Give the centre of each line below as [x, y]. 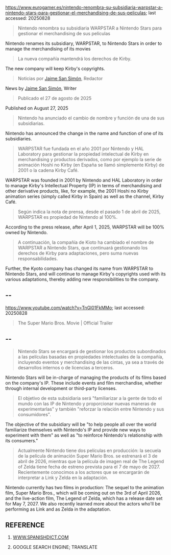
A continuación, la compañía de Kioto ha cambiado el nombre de [86, 242]
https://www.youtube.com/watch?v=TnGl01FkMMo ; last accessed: [75, 308]
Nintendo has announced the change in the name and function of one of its [84, 133]
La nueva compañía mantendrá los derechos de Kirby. [75, 59]
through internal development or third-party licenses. [61, 388]
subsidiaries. [19, 139]
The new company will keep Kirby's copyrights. [55, 69]
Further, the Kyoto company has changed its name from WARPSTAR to [79, 268]
